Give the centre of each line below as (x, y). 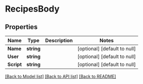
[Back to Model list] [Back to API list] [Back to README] (61, 76)
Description (59, 41)
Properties (21, 27)
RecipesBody (32, 9)
